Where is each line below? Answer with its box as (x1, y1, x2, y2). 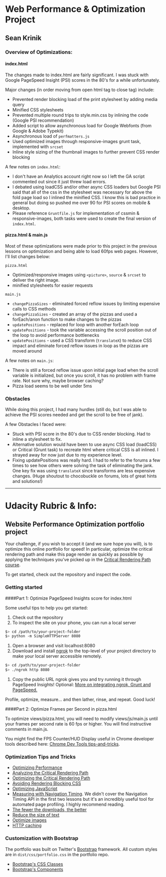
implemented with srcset (12, 144, 63, 150)
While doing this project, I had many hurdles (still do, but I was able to (5, 407, 147, 413)
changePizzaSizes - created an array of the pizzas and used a (12, 311, 137, 317)
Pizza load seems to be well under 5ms (12, 383, 92, 389)
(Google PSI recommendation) (12, 117, 74, 123)
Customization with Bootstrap (5, 835, 79, 842)
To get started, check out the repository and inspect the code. (5, 571, 132, 577)
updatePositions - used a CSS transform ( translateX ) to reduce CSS (12, 337, 152, 343)
